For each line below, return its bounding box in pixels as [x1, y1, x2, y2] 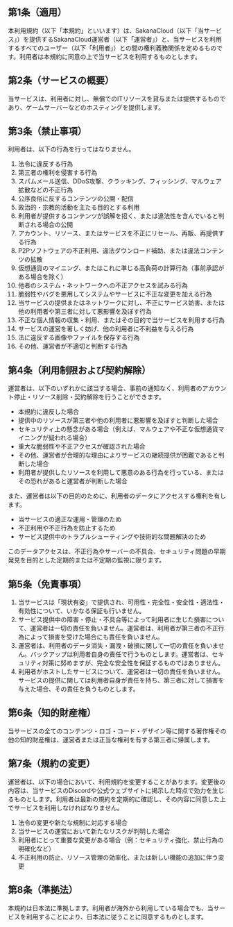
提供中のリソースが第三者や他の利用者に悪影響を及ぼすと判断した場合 [17, 416, 219, 425]
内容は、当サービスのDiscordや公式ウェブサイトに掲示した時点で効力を [8, 786, 212, 794]
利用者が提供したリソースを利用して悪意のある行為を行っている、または [17, 468, 224, 477]
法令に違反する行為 [17, 160, 74, 168]
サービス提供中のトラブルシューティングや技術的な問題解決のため [17, 533, 207, 541]
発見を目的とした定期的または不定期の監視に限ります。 [8, 556, 166, 565]
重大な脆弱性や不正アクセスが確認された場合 [17, 442, 146, 451]
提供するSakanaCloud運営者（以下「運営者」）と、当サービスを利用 [28, 35, 222, 43]
